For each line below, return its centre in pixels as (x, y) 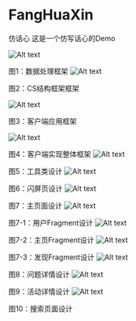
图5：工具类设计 (36, 171)
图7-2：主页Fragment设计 (51, 239)
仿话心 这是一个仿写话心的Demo (62, 38)
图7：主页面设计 (35, 205)
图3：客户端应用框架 (42, 121)
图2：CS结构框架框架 (44, 88)
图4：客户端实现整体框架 (50, 154)
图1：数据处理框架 (38, 71)
